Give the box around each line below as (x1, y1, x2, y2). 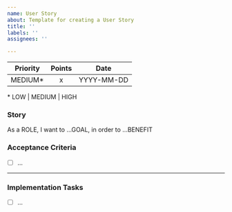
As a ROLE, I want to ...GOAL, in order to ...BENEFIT (7, 125, 153, 134)
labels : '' (7, 29, 39, 36)
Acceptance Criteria (7, 142, 77, 152)
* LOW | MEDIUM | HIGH (7, 93, 77, 101)
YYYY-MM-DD (78, 75, 129, 85)
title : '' (7, 23, 36, 30)
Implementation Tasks (7, 182, 84, 192)
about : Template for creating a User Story (7, 17, 135, 23)
